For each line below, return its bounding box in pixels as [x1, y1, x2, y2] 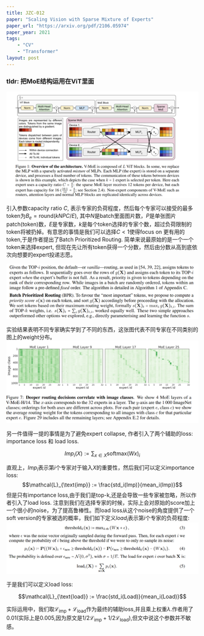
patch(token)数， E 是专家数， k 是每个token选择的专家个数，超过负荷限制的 [6, 220, 192, 228]
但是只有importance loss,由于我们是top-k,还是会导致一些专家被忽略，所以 [6, 491, 192, 499]
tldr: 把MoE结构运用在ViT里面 [6, 77, 94, 85]
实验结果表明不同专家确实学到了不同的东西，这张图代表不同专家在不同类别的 [6, 325, 199, 333]
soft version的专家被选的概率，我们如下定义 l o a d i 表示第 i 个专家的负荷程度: [6, 515, 190, 523]
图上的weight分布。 [6, 333, 56, 341]
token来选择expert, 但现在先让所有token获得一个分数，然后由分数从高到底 [6, 244, 192, 251]
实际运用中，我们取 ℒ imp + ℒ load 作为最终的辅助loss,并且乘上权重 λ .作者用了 [6, 605, 194, 615]
